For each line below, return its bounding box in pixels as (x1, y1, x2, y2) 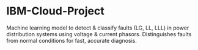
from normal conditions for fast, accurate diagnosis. (6, 37, 137, 44)
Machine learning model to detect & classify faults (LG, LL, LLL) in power (6, 24, 189, 31)
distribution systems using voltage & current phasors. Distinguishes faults (6, 30, 192, 37)
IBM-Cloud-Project (6, 4, 105, 18)
